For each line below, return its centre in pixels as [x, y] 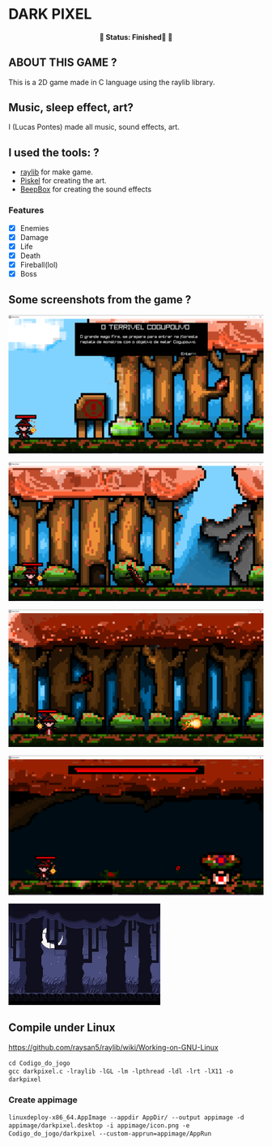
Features [26, 210]
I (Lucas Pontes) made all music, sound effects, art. [94, 127]
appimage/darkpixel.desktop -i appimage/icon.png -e [99, 1125]
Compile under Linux [62, 1028]
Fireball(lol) [39, 264]
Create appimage [43, 1100]
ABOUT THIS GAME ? [63, 63]
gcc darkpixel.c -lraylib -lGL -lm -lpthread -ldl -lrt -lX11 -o [121, 1071]
